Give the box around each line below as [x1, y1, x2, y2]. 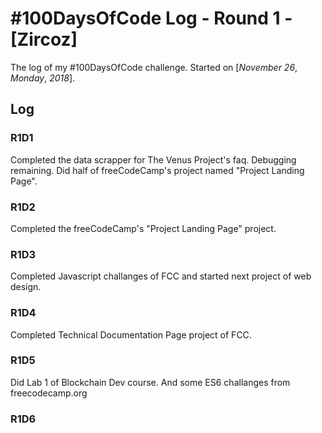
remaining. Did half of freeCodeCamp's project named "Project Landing [10, 164, 305, 176]
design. [10, 281, 42, 293]
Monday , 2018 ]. [10, 72, 76, 84]
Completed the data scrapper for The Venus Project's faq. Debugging [10, 153, 297, 166]
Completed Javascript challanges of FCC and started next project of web [10, 270, 312, 282]
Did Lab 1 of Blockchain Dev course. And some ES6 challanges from [10, 376, 291, 388]
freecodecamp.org [10, 387, 88, 399]
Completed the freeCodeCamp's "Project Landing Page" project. [10, 222, 277, 234]
